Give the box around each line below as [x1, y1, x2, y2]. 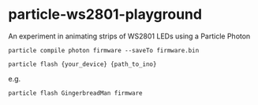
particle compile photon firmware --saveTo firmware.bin [8, 46, 200, 54]
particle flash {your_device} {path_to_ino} [8, 60, 157, 68]
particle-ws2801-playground [8, 5, 203, 24]
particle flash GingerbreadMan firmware [8, 89, 144, 97]
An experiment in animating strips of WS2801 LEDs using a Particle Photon [8, 31, 251, 41]
